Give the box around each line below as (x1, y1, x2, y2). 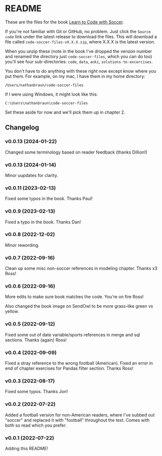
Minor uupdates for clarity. (5, 172, 58, 178)
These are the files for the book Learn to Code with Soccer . (5, 19, 124, 25)
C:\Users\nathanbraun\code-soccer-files (5, 100, 89, 105)
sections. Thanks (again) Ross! (5, 337, 67, 343)
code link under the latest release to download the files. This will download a (5, 34, 157, 40)
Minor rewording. (5, 242, 40, 248)
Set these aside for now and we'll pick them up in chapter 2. (5, 109, 126, 115)
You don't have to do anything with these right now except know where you (5, 68, 157, 74)
